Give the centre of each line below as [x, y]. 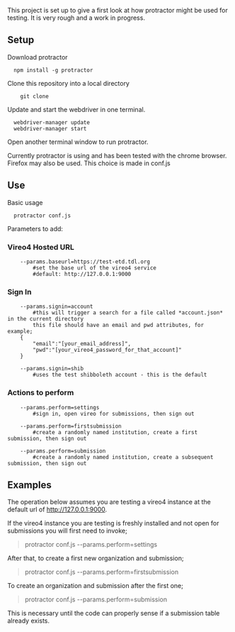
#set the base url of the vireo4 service [95, 268]
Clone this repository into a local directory [68, 83]
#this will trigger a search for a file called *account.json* [128, 313]
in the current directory [45, 319]
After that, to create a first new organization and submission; [96, 558]
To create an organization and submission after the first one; [96, 586]
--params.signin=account [57, 307]
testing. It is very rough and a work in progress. [76, 18]
